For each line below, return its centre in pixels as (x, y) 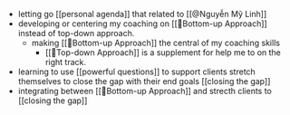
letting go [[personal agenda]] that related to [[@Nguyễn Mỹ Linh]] (142, 14)
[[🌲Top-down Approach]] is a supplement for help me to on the (163, 53)
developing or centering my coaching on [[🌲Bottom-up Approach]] (142, 24)
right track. (65, 62)
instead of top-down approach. (76, 33)
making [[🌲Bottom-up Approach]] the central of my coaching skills (156, 43)
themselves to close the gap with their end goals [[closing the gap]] (144, 81)
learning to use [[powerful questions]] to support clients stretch (136, 72)
